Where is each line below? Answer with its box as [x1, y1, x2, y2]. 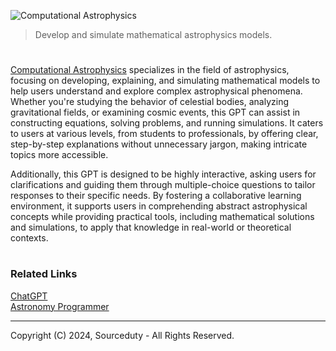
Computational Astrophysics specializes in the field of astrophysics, [10, 64, 290, 76]
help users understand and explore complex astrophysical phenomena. [10, 85, 303, 97]
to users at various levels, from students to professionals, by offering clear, [10, 128, 319, 140]
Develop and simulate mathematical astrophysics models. [34, 29, 273, 40]
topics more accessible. [10, 149, 109, 161]
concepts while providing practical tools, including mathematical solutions [10, 211, 315, 223]
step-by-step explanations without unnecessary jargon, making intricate [10, 138, 308, 150]
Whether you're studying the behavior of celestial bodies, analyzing [10, 96, 290, 108]
